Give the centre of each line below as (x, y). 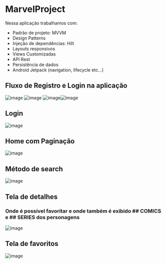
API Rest (21, 59)
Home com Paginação (40, 141)
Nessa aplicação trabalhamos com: (41, 23)
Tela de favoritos (32, 244)
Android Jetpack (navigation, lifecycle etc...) (58, 70)
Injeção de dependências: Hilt (43, 43)
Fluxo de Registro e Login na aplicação (66, 86)
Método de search (34, 169)
